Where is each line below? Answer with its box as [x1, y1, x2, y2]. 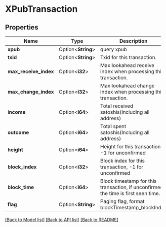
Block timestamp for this [100, 178, 157, 184]
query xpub [100, 46, 127, 53]
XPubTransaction [5, 3, 78, 15]
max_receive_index [7, 68, 54, 75]
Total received [100, 102, 133, 109]
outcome [7, 129, 29, 136]
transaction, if [100, 184, 132, 191]
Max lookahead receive [100, 62, 155, 68]
